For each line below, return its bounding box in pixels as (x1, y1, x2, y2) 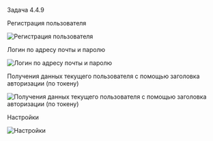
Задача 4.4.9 (7, 6, 44, 14)
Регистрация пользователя (7, 19, 87, 27)
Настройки (7, 113, 40, 121)
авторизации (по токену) (7, 79, 79, 88)
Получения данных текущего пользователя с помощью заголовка (7, 72, 200, 80)
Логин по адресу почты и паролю (7, 46, 106, 53)
